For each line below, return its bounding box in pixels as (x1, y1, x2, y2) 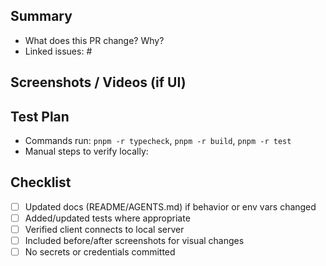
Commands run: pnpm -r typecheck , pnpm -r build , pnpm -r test (24, 135, 292, 147)
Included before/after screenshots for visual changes (24, 235, 245, 247)
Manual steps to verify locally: (24, 145, 149, 158)
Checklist (10, 174, 72, 191)
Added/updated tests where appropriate (24, 212, 191, 224)
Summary (10, 8, 73, 25)
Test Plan (10, 108, 70, 125)
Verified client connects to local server (24, 223, 185, 235)
